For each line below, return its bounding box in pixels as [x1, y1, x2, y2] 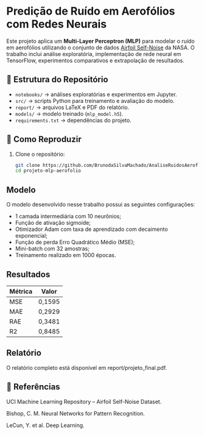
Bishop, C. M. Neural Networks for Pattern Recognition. [6, 409, 145, 417]
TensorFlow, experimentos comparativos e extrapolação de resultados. [6, 57, 185, 64]
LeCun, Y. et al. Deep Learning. [6, 422, 85, 429]
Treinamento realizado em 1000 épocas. [15, 252, 116, 259]
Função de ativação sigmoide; [15, 219, 91, 227]
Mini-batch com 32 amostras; [15, 245, 90, 252]
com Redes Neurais [6, 17, 107, 31]
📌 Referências [6, 382, 60, 392]
